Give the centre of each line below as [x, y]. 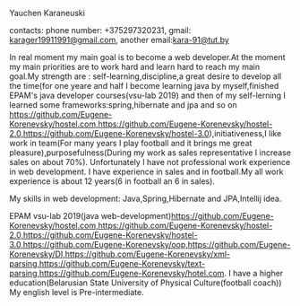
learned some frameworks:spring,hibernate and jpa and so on [123, 105]
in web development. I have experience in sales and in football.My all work [146, 171]
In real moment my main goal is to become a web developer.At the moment [147, 57]
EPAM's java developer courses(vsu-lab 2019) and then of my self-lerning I [148, 95]
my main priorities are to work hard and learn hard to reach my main [135, 67]
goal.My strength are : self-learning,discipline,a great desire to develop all [146, 76]
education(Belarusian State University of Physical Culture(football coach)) [146, 283]
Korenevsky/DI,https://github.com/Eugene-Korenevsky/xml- [120, 254]
